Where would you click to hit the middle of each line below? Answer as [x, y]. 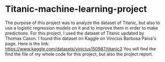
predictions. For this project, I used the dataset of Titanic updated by [75, 33]
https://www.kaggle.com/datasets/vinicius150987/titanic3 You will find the [81, 49]
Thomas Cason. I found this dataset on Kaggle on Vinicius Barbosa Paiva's [81, 38]
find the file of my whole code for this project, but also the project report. [79, 54]
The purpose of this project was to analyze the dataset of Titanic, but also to [82, 23]
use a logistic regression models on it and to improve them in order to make [82, 28]
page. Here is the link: [27, 43]
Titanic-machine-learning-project [76, 9]
